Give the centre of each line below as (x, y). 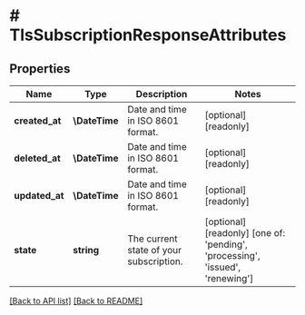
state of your (154, 250)
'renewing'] (229, 278)
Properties (40, 69)
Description (162, 94)
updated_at (39, 196)
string (86, 250)
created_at (38, 121)
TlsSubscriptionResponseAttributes (148, 35)
